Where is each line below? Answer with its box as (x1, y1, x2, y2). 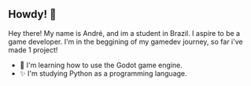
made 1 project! (8, 45, 58, 55)
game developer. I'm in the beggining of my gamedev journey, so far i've (8, 37, 243, 46)
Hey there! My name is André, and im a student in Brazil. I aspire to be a (8, 28, 241, 38)
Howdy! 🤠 (8, 8, 57, 21)
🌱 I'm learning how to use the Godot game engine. (19, 60, 183, 70)
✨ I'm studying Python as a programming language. (19, 68, 187, 78)
